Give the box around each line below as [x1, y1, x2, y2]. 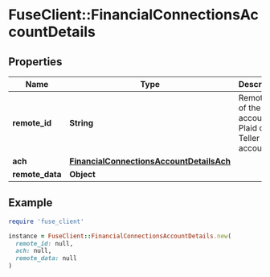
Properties [8, 55, 63, 68]
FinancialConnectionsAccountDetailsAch [69, 155, 231, 167]
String [69, 118, 94, 128]
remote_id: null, [15, 239, 74, 247]
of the [238, 102, 261, 114]
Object [69, 169, 96, 180]
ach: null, [15, 247, 52, 255]
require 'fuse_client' [8, 217, 84, 225]
